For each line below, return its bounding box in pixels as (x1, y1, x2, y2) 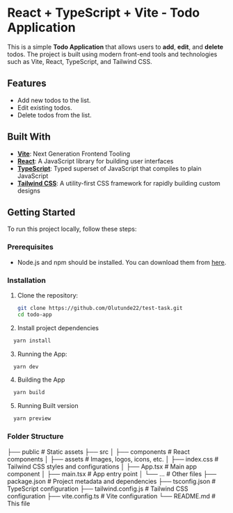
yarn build (13, 389, 45, 396)
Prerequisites (7, 242, 54, 252)
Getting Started (7, 206, 76, 218)
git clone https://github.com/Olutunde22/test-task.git (17, 304, 183, 311)
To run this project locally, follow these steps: (7, 225, 137, 234)
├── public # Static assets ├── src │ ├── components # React (7, 447, 190, 456)
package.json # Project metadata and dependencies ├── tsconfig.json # (7, 477, 216, 485)
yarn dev (13, 363, 39, 370)
